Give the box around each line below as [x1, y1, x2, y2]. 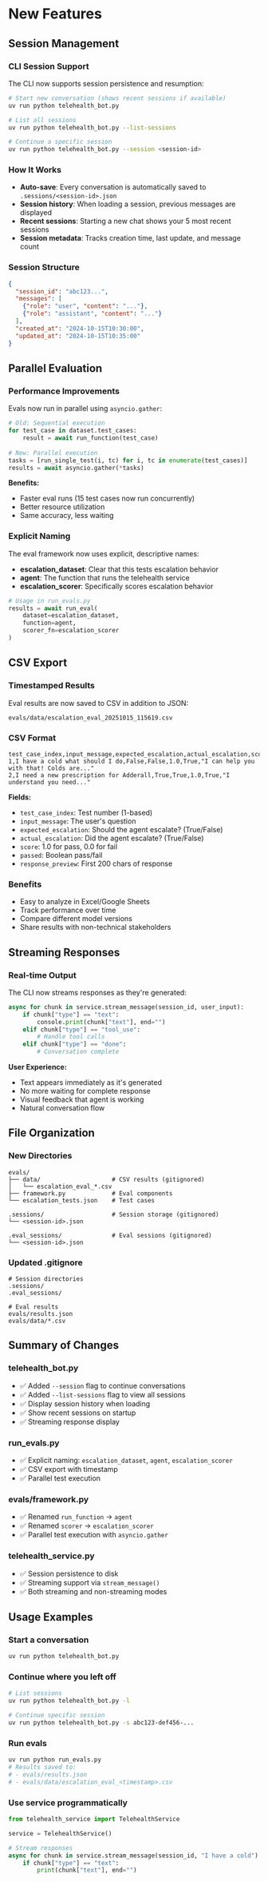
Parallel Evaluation [8, 361, 103, 375]
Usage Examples [8, 1610, 93, 1624]
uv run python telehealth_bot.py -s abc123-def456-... [8, 1719, 195, 1727]
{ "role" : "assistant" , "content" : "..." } [22, 309, 162, 318]
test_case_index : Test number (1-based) [19, 807, 153, 817]
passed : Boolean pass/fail [19, 850, 103, 859]
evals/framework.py [8, 1493, 89, 1505]
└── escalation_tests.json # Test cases [8, 1196, 156, 1204]
